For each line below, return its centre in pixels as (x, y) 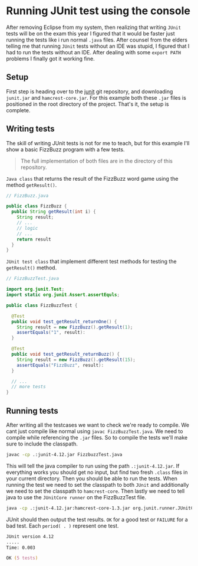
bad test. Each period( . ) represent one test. (62, 526)
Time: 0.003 (21, 548)
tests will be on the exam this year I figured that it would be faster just (90, 33)
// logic (27, 228)
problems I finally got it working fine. (51, 58)
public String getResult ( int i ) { (54, 212)
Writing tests (30, 129)
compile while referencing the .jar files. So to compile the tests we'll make (97, 437)
